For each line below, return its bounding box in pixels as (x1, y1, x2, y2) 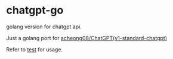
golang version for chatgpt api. (6, 23, 82, 30)
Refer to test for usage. (6, 45, 63, 53)
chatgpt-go (6, 4, 64, 17)
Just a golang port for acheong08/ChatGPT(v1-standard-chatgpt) (6, 34, 168, 41)
